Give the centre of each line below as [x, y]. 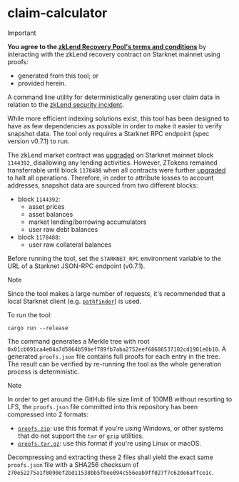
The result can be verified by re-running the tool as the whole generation [115, 364]
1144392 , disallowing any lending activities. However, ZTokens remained [112, 163]
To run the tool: [30, 314]
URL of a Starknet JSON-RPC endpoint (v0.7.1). [76, 266]
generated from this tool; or [58, 76]
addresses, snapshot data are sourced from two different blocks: [103, 185]
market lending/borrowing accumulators [87, 222]
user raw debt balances [63, 229]
